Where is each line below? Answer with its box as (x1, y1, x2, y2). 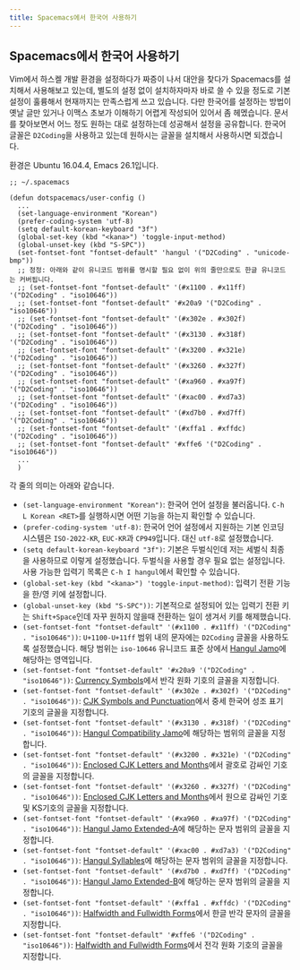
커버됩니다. (19, 275, 55, 285)
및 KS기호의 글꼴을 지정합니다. (21, 803, 129, 813)
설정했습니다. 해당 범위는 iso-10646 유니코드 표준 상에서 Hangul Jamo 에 (31, 643, 287, 654)
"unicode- (253, 248, 291, 258)
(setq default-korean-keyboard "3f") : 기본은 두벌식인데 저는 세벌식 (21, 544, 269, 555)
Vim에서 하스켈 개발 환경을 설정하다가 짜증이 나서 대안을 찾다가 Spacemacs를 (9, 73, 282, 85)
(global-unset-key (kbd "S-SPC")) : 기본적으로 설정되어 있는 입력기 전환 (21, 600, 280, 611)
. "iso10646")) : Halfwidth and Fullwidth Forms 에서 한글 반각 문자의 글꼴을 (21, 908, 291, 919)
